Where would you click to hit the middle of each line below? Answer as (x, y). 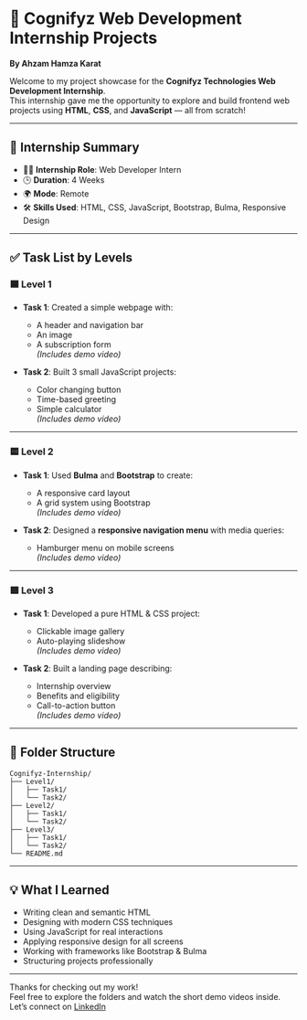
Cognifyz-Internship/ (51, 773)
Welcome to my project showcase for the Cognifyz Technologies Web (143, 80)
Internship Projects (84, 38)
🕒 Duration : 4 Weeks (64, 180)
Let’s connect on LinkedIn (58, 1006)
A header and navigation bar (90, 325)
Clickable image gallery (80, 632)
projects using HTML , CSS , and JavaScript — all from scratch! (128, 110)
